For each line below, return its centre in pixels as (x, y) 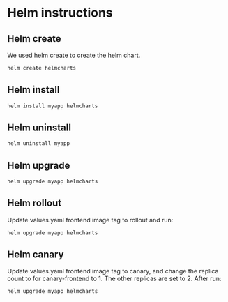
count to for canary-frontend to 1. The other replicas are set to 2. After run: (114, 279)
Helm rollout (34, 203)
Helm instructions (60, 13)
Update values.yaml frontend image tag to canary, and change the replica (113, 271)
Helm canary (36, 255)
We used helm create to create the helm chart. (74, 55)
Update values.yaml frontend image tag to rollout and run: (90, 220)
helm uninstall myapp (39, 144)
